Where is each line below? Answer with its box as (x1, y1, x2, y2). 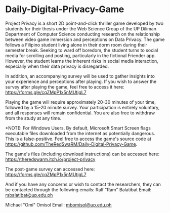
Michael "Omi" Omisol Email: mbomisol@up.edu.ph (5, 201, 112, 208)
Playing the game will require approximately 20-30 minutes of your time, (5, 99, 156, 105)
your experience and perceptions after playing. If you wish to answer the (5, 78, 157, 84)
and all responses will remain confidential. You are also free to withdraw (5, 110, 155, 116)
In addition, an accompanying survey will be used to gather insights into (5, 73, 155, 79)
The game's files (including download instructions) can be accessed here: (5, 151, 160, 157)
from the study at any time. (5, 115, 62, 121)
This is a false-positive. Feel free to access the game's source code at (5, 136, 152, 142)
